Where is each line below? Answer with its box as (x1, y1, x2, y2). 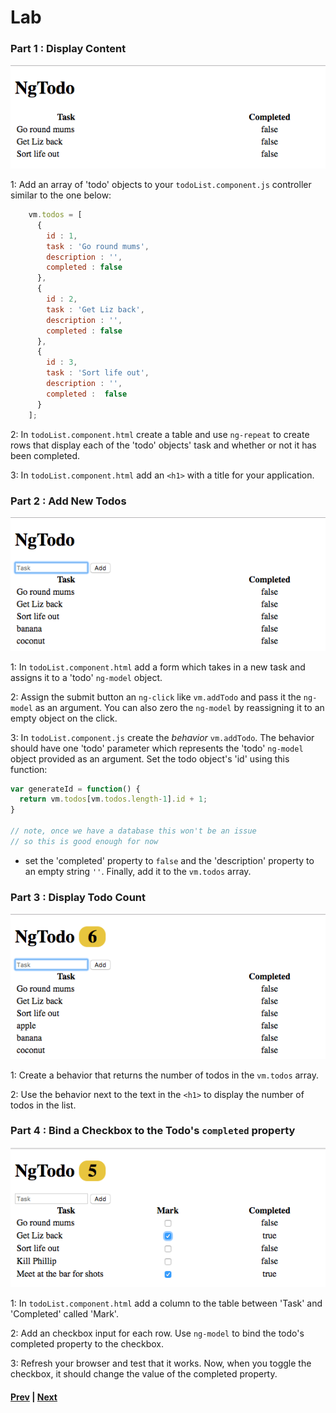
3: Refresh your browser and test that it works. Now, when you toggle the (10, 1357, 312, 1370)
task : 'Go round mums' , (46, 241, 150, 251)
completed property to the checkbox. (10, 1338, 164, 1350)
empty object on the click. (10, 712, 118, 724)
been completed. (10, 449, 81, 461)
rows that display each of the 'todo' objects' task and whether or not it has (10, 439, 317, 451)
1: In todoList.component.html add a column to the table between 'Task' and (10, 1297, 323, 1310)
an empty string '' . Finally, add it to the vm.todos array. (24, 865, 252, 877)
